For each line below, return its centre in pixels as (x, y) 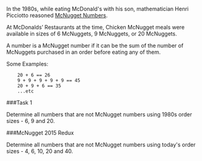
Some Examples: (27, 64)
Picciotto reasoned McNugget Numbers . (57, 15)
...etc (26, 91)
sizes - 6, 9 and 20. (31, 121)
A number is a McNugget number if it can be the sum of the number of (95, 46)
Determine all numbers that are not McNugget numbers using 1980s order (99, 114)
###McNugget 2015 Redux (40, 133)
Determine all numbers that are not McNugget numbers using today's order (101, 144)
